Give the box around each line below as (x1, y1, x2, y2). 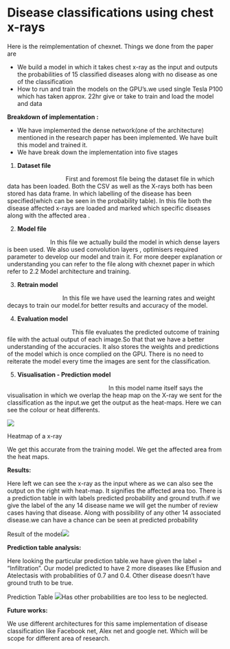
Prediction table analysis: (7, 543, 82, 551)
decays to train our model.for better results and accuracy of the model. (7, 301, 208, 309)
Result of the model (7, 530, 63, 538)
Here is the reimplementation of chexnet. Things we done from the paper (7, 42, 214, 50)
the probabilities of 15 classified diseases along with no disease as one (16, 70, 218, 78)
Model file (16, 224, 47, 233)
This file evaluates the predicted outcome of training (71, 328, 220, 336)
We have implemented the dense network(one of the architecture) (16, 126, 205, 134)
